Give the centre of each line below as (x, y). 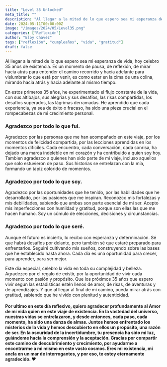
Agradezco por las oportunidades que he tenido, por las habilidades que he (83, 192)
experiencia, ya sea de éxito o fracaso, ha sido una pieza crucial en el (77, 108)
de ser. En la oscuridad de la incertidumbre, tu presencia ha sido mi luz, (80, 333)
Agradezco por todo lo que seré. (45, 226)
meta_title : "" (21, 14)
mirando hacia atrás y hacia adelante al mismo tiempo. (61, 82)
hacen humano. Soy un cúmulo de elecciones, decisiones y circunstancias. (82, 214)
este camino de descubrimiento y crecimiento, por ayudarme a (71, 343)
